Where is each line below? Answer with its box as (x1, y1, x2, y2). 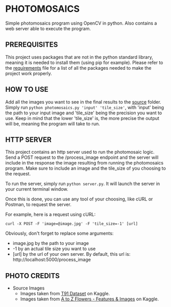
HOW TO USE (5, 85, 48, 94)
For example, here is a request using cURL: (5, 211, 96, 218)
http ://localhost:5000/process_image (12, 257, 91, 263)
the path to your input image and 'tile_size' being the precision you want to (5, 110, 162, 116)
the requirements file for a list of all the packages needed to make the (5, 65, 152, 71)
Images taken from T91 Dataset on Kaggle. (20, 291, 110, 297)
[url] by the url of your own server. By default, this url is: (12, 251, 131, 257)
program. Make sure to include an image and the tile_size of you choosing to (5, 165, 166, 172)
